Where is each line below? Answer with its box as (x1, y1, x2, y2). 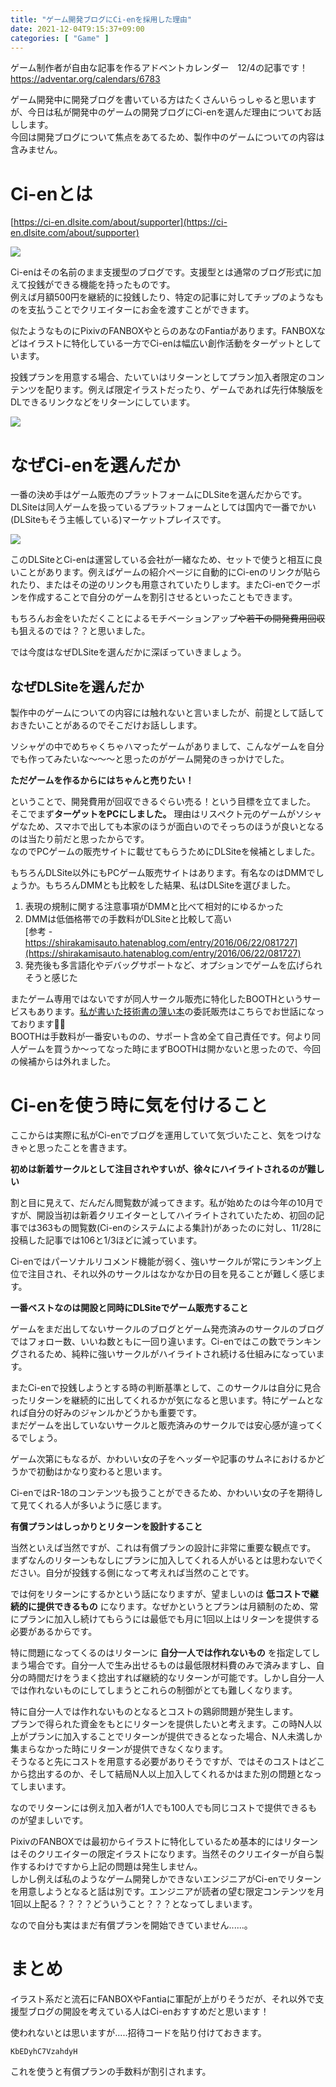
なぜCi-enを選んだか (10, 454, 181, 476)
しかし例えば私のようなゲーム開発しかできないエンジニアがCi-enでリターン (10, 1873, 322, 1885)
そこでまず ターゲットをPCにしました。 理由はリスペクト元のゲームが (10, 808, 296, 820)
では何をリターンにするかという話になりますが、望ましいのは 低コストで (10, 1588, 311, 1600)
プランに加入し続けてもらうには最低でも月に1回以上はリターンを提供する (18, 1613, 320, 1625)
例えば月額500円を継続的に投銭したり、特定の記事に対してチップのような (10, 291, 315, 303)
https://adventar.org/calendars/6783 (10, 73, 161, 85)
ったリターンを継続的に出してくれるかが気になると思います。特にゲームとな (10, 1394, 324, 1406)
